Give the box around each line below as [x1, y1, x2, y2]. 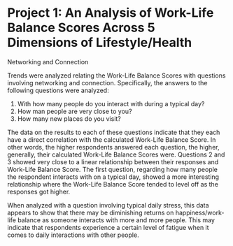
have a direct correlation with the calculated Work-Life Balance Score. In [7, 135, 216, 144]
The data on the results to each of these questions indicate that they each [7, 128, 220, 136]
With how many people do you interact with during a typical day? [17, 99, 205, 108]
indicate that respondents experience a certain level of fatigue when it [7, 223, 209, 231]
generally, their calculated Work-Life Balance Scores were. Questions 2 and [7, 150, 225, 159]
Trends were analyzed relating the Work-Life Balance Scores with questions [7, 71, 226, 80]
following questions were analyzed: [7, 86, 110, 94]
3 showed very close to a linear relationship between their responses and [7, 157, 219, 166]
